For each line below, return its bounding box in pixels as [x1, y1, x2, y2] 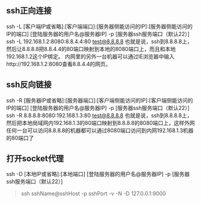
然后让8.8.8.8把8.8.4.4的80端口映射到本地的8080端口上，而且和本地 [6, 45, 176, 52]
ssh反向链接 [6, 80, 52, 90]
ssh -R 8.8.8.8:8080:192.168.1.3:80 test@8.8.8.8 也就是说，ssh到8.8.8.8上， [6, 112, 193, 119]
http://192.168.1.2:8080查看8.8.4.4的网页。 [6, 60, 111, 67]
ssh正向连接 [6, 5, 52, 16]
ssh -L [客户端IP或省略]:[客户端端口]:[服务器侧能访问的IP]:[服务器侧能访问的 [6, 23, 193, 30]
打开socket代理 [6, 154, 64, 164]
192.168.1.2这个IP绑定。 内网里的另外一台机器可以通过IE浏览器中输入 [6, 53, 175, 60]
